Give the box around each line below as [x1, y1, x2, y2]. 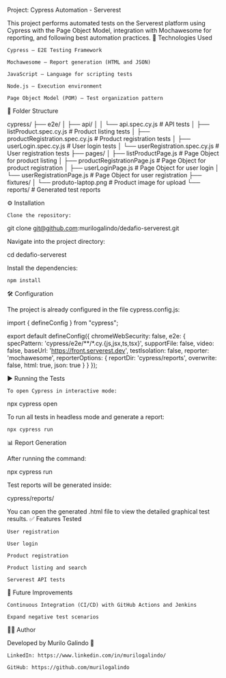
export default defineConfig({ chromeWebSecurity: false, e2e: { [7, 332, 186, 340]
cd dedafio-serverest [7, 251, 67, 259]
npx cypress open [7, 400, 58, 407]
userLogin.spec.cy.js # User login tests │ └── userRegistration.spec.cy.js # [7, 142, 220, 150]
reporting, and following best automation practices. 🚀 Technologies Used [7, 34, 213, 42]
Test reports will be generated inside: [7, 481, 112, 489]
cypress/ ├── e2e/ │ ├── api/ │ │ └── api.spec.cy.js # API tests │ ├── [7, 120, 210, 128]
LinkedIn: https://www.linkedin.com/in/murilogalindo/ [7, 652, 167, 659]
